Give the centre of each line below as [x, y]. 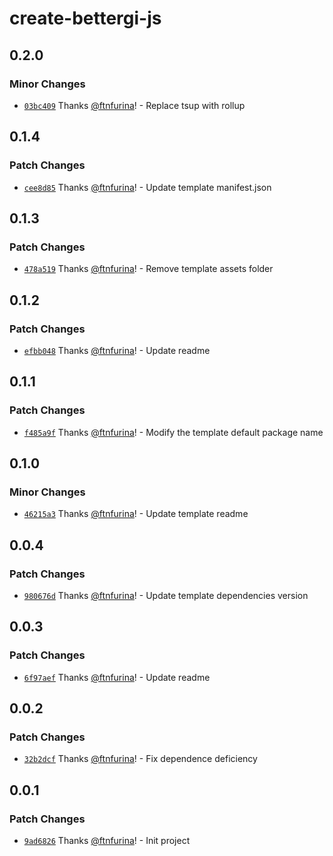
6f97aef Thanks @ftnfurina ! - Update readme [117, 677]
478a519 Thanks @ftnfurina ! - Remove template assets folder [148, 269]
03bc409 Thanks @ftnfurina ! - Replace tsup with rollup [134, 105]
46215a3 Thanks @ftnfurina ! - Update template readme [136, 514]
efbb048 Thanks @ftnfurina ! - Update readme [117, 350]
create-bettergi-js [85, 18]
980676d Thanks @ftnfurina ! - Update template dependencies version [166, 595]
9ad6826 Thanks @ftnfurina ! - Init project [107, 841]
